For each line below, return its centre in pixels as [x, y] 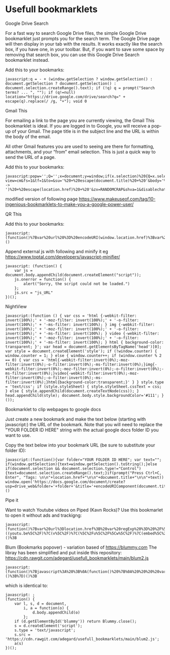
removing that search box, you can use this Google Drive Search [73, 55]
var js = [24, 270]
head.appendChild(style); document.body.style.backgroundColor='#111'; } [85, 395]
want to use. [18, 435]
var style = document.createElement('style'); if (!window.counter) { [81, 351]
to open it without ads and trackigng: [44, 515]
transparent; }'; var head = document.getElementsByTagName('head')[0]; [83, 347]
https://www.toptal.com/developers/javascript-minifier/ [63, 257]
